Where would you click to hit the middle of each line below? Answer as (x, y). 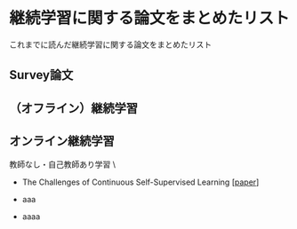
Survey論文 (41, 75)
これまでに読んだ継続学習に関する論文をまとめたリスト (110, 44)
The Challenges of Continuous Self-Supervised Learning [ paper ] (140, 182)
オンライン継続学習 (62, 142)
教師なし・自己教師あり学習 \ (62, 164)
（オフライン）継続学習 (73, 108)
